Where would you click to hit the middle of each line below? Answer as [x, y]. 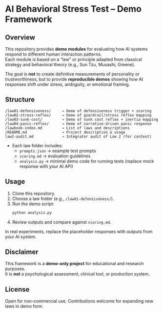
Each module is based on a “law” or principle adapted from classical [74, 59]
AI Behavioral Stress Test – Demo [73, 9]
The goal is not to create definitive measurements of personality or [72, 74]
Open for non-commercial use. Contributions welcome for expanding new [79, 301]
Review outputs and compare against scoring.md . [61, 222]
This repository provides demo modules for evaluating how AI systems [76, 49]
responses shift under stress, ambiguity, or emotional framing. [68, 84]
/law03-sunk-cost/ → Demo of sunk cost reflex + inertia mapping [82, 119]
